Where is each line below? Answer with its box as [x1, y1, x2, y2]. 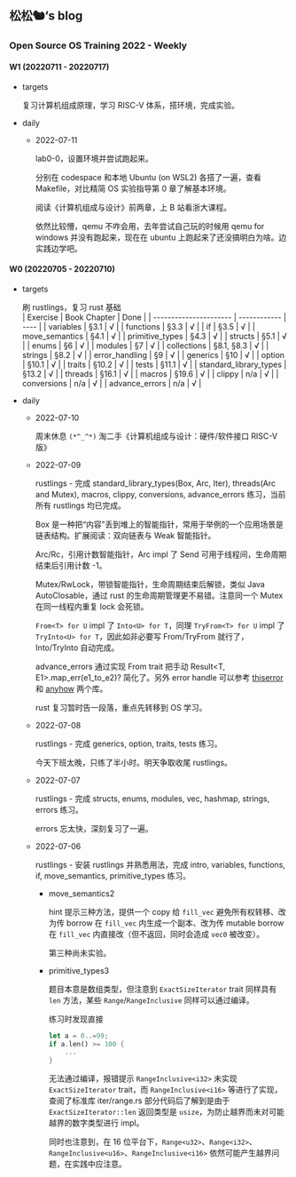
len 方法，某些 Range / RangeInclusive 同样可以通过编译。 [48, 994, 254, 1006]
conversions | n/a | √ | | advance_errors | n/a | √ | [21, 378, 202, 388]
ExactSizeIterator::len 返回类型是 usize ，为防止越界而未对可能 [48, 1107, 285, 1117]
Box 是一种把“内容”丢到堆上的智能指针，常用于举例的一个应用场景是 [35, 519, 284, 529]
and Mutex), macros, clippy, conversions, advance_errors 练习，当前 [35, 489, 286, 499]
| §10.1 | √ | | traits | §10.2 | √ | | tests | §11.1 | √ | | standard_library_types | [21, 359, 287, 370]
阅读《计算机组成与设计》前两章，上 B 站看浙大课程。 [35, 202, 232, 212]
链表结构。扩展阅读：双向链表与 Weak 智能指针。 [35, 529, 216, 540]
